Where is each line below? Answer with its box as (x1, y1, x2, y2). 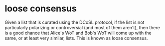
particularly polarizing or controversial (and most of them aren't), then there (4, 24, 160, 30)
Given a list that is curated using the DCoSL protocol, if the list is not (4, 19, 145, 25)
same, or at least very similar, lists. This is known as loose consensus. (4, 35, 148, 41)
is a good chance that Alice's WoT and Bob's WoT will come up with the (4, 30, 152, 36)
